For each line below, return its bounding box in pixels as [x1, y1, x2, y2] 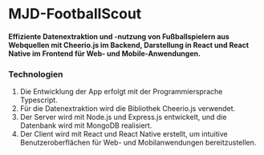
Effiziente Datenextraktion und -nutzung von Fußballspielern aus [8, 31, 230, 41]
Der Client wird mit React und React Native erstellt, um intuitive [19, 129, 228, 139]
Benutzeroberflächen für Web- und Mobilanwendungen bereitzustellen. [19, 137, 257, 148]
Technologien [8, 69, 63, 80]
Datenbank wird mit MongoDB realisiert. [19, 121, 152, 130]
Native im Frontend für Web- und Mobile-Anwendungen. [8, 49, 201, 58]
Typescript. [19, 95, 58, 105]
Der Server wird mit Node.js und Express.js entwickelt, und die [19, 113, 227, 122]
